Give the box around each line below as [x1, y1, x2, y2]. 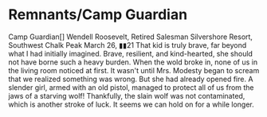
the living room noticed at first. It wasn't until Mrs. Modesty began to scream [8, 65, 260, 75]
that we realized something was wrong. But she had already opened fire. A [8, 74, 253, 84]
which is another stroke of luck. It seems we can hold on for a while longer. [8, 99, 255, 109]
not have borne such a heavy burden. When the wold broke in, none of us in [8, 57, 257, 67]
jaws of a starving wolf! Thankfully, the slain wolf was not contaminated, [8, 91, 245, 100]
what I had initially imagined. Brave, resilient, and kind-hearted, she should [8, 49, 253, 58]
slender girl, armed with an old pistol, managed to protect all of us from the [8, 82, 254, 92]
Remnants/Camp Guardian [8, 6, 188, 24]
